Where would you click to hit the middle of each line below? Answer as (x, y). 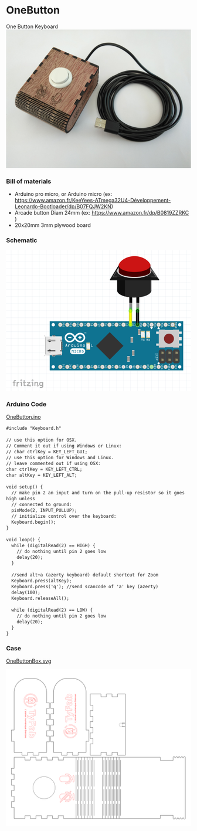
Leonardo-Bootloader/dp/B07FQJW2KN (63, 206)
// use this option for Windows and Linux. (60, 458)
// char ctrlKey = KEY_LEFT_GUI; (47, 452)
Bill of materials (29, 181)
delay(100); (26, 593)
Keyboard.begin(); (34, 523)
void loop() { (23, 540)
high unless (21, 499)
